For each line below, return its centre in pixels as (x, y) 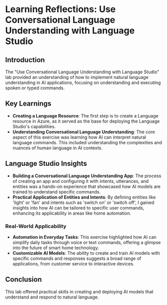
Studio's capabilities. (34, 126)
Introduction (25, 60)
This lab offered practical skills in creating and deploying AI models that (79, 291)
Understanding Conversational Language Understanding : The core (83, 132)
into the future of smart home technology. (56, 248)
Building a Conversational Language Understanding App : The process (87, 176)
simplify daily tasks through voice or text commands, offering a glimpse (87, 242)
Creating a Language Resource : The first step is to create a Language (85, 116)
